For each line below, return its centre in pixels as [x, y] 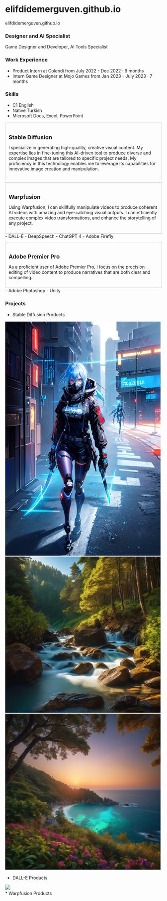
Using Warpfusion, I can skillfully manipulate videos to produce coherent [83, 207]
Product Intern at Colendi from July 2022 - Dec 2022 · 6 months [78, 70]
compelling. [21, 278]
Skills [12, 94]
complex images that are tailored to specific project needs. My [73, 158]
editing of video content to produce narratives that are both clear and [80, 272]
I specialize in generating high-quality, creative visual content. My [76, 148]
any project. [21, 223]
